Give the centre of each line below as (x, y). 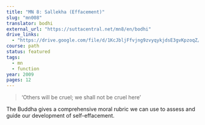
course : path (23, 46)
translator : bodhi (30, 23)
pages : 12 (19, 80)
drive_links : (23, 35)
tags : (13, 57)
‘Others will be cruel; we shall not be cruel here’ (81, 98)
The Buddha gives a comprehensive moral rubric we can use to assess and (101, 109)
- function (26, 69)
